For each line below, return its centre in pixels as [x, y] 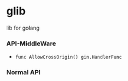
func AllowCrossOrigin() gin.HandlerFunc [68, 57]
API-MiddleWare [31, 44]
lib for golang [23, 28]
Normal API [23, 73]
